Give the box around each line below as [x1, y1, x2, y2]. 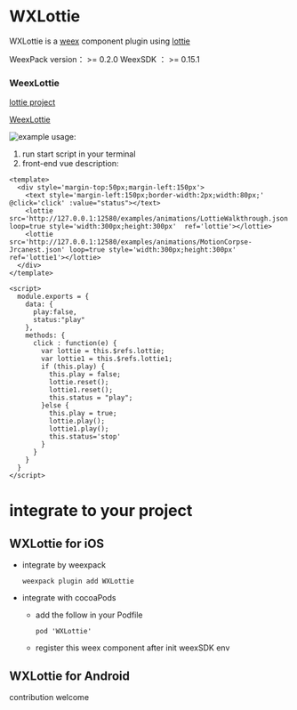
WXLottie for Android [9, 668, 131, 683]
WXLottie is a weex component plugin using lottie [9, 36, 191, 46]
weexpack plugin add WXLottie [21, 577, 135, 586]
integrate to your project [9, 501, 193, 521]
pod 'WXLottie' [35, 627, 92, 636]
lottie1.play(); [48, 424, 109, 433]
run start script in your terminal [21, 149, 136, 159]
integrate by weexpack [21, 560, 107, 570]
